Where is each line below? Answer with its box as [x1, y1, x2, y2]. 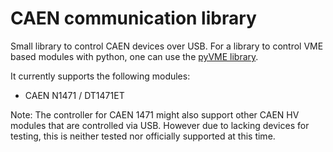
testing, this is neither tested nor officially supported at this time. [10, 130, 276, 142]
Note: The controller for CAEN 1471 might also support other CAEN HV [10, 108, 300, 121]
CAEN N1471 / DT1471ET [24, 89, 125, 101]
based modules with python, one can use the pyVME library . [10, 50, 259, 62]
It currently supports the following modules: [10, 70, 191, 82]
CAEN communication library [10, 7, 257, 30]
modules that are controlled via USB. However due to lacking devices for [10, 119, 310, 131]
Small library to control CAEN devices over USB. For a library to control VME [10, 40, 324, 52]
